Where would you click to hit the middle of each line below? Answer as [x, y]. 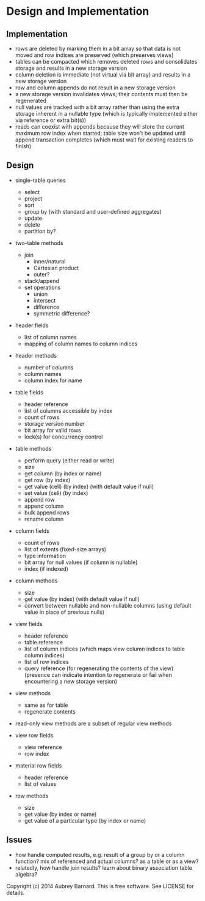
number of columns [49, 367]
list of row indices [46, 662]
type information [45, 556]
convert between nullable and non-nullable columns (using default [108, 605]
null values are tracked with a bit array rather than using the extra [97, 107]
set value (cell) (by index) [56, 493]
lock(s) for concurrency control [63, 437]
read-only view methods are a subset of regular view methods [93, 723]
